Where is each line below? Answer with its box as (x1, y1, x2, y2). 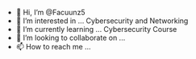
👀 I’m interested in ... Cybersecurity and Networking (15, 16, 189, 26)
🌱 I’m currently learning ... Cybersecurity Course (15, 25, 177, 33)
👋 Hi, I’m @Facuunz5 (15, 8, 86, 17)
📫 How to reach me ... (15, 42, 91, 51)
